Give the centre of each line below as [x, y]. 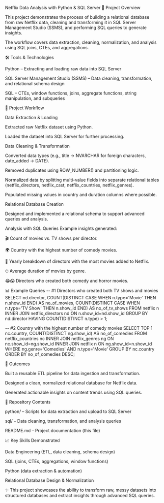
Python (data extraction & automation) [44, 471]
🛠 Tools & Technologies [29, 57]
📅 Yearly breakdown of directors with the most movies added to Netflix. [77, 261]
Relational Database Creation [34, 204]
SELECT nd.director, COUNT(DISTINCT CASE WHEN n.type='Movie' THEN [81, 298]
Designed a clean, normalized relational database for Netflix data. [71, 383]
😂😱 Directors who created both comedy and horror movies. [67, 281]
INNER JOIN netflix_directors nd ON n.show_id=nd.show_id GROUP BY [77, 313]
